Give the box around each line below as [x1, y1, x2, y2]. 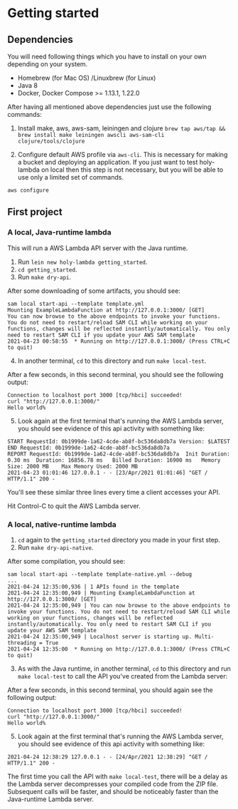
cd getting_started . [17, 265, 77, 274]
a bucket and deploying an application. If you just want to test [17, 158, 198, 166]
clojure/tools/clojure [17, 138, 85, 145]
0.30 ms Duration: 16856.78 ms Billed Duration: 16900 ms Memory [7, 456, 221, 464]
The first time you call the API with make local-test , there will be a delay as [7, 772, 228, 780]
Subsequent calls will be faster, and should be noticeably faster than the [7, 787, 219, 795]
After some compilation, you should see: [7, 557, 126, 565]
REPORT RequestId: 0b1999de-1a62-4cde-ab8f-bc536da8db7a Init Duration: [7, 450, 231, 458]
